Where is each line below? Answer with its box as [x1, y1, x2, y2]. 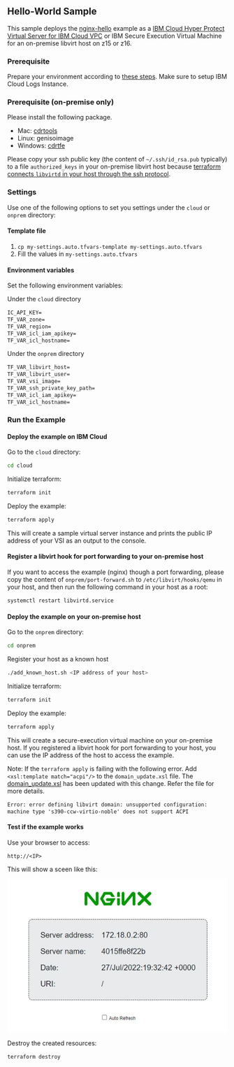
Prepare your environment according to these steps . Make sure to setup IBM [7, 73, 228, 81]
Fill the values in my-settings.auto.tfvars [17, 250, 138, 258]
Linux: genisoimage [17, 134, 74, 143]
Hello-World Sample [7, 6, 97, 17]
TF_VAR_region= [7, 323, 52, 331]
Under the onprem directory [7, 350, 85, 358]
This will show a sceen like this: [7, 865, 98, 873]
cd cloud [7, 462, 33, 469]
